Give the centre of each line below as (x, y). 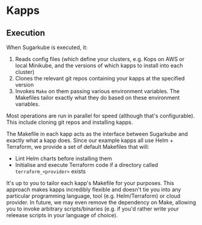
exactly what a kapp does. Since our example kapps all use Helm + (90, 140)
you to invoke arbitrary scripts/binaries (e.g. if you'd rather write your (93, 209)
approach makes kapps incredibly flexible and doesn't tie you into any (94, 189)
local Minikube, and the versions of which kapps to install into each (99, 65)
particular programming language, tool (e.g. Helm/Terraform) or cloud (93, 196)
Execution (26, 33)
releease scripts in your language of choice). (62, 215)
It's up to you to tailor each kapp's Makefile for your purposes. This (90, 183)
